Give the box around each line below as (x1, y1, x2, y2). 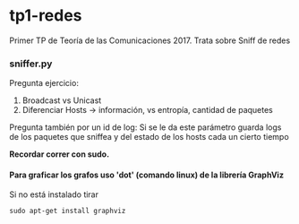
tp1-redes (9, 5, 82, 26)
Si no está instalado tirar (9, 189, 99, 200)
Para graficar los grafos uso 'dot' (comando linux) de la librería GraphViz (9, 169, 285, 180)
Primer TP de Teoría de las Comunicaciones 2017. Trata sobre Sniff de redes (9, 35, 291, 46)
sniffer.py (9, 57, 53, 70)
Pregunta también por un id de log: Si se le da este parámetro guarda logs (9, 122, 282, 133)
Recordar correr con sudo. (9, 149, 110, 159)
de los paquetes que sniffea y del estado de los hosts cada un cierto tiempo (9, 132, 289, 142)
